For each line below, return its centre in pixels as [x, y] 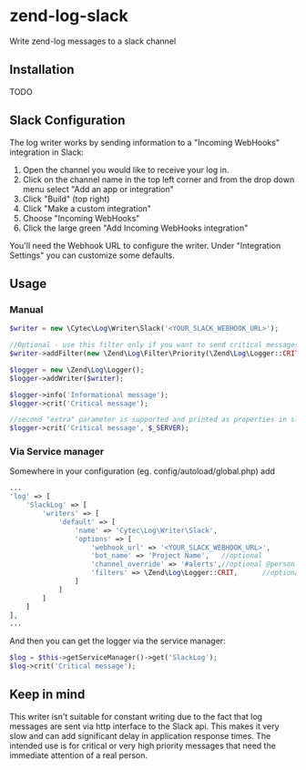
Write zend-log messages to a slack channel [93, 41]
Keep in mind [47, 695]
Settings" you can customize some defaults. [92, 255]
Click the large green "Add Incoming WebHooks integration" [135, 228]
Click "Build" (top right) [66, 199]
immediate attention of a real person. [79, 755]
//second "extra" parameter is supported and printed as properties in [148, 420]
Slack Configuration [67, 121]
